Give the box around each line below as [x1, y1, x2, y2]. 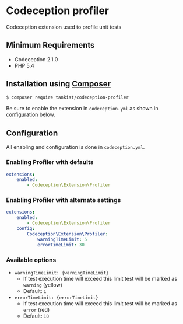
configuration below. [6, 111, 55, 118]
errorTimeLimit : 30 [37, 242, 85, 248]
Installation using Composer [6, 79, 111, 89]
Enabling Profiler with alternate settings [6, 196, 121, 204]
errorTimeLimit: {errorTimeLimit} [14, 295, 98, 301]
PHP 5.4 [14, 62, 35, 69]
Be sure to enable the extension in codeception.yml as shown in [6, 105, 159, 112]
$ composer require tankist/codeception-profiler [6, 95, 129, 100]
